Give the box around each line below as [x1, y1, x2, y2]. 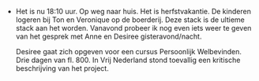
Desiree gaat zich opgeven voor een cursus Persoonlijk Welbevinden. [15, 47, 242, 56]
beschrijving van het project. [15, 64, 109, 73]
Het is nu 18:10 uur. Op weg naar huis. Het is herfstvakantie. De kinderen [15, 7, 251, 16]
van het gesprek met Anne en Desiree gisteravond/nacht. [15, 31, 202, 41]
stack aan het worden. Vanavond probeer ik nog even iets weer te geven [15, 24, 252, 32]
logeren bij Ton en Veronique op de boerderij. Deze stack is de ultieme [15, 15, 245, 24]
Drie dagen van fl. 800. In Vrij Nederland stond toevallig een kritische [15, 55, 241, 64]
